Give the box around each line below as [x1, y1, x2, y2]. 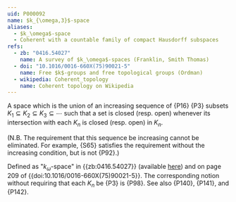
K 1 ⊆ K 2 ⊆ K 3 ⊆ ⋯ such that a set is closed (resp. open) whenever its [7, 109, 211, 120]
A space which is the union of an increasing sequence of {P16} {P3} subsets [7, 101, 229, 110]
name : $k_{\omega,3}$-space [7, 17, 90, 24]
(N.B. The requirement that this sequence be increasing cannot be [7, 133, 199, 141]
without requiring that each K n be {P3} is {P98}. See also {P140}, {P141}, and [7, 179, 230, 189]
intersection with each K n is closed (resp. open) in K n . [7, 118, 163, 128]
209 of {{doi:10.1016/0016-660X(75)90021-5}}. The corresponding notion [7, 171, 220, 179]
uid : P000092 [7, 10, 46, 18]
